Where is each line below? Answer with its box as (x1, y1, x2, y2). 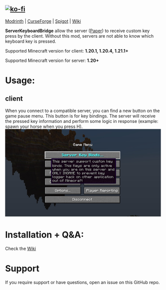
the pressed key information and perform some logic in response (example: (5, 118, 159, 124)
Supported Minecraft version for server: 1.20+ (5, 58, 99, 63)
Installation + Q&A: (5, 229, 84, 240)
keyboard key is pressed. (5, 38, 56, 44)
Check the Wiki (5, 245, 36, 251)
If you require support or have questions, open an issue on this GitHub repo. (5, 279, 160, 285)
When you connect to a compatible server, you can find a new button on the (5, 108, 160, 114)
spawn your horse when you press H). (5, 123, 83, 129)
